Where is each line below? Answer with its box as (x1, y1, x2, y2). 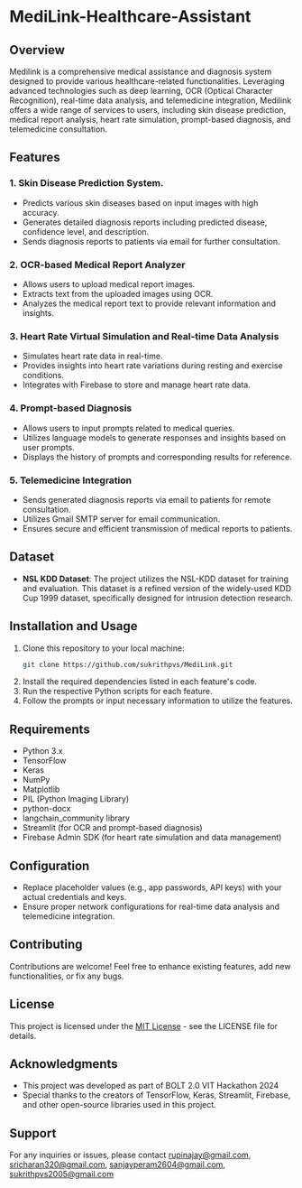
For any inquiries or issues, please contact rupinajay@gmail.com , (9, 1149, 252, 1161)
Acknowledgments (9, 1056, 119, 1072)
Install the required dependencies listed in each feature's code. (22, 676, 257, 687)
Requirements (9, 721, 90, 737)
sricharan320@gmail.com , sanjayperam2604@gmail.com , (9, 1159, 225, 1170)
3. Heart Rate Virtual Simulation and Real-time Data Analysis (9, 329, 279, 342)
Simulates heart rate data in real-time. (22, 350, 163, 362)
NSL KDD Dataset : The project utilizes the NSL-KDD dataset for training (22, 573, 289, 584)
